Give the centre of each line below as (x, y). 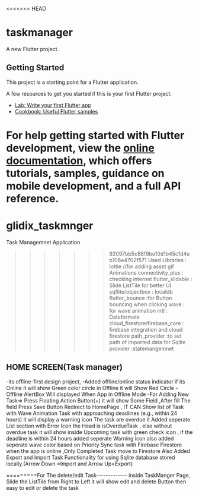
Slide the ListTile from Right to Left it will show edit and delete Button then (96, 482)
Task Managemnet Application (43, 242)
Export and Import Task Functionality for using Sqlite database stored (91, 457)
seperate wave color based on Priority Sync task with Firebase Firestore (94, 445)
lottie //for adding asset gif (142, 266)
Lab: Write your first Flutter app (53, 105)
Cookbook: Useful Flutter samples (56, 111)
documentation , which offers (79, 161)
